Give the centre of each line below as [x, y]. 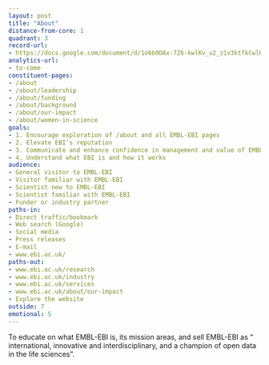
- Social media [34, 232]
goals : [19, 128]
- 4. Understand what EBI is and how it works [87, 157]
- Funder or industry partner [59, 202]
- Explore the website [46, 299]
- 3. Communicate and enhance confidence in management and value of [127, 150]
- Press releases [37, 240]
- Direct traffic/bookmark [53, 217]
